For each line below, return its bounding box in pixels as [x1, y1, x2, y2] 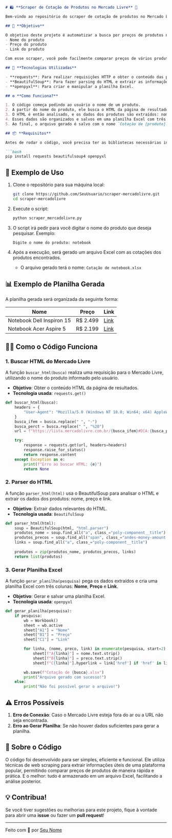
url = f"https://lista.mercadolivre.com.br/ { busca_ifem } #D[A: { [14, 429, 153, 434]
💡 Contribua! [5, 793, 47, 802]
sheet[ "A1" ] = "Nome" [24, 627, 70, 633]
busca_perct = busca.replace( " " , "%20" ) [14, 424, 104, 429]
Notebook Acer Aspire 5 [8, 325, 66, 332]
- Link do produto [5, 47, 45, 52]
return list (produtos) [14, 554, 63, 559]
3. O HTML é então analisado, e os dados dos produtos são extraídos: [5, 112, 159, 117]
